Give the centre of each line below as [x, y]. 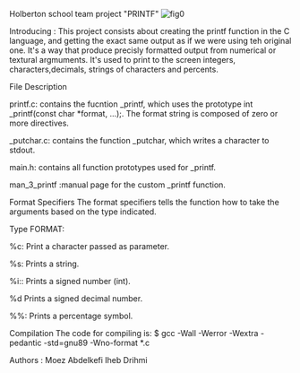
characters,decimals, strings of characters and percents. [114, 69]
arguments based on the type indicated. [83, 212]
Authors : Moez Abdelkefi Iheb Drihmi [78, 360]
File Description [38, 87]
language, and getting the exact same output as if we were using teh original [150, 41]
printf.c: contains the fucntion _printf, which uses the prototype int [131, 104]
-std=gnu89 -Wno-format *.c [97, 343]
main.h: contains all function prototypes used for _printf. [113, 167]
